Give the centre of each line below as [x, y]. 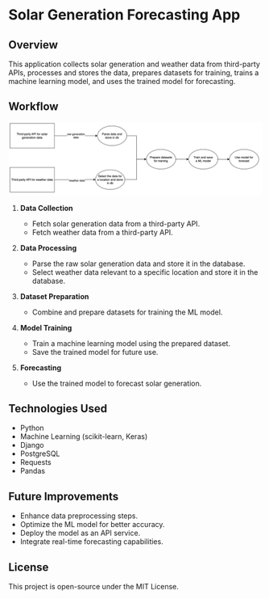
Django [32, 445]
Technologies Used [58, 409]
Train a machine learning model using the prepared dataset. [131, 343]
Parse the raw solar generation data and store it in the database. [139, 264]
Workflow [33, 107]
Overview [33, 45]
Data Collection [47, 208]
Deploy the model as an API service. [80, 533]
